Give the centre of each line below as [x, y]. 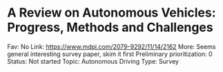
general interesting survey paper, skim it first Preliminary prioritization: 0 [110, 54]
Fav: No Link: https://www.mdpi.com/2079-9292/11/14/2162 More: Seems [111, 46]
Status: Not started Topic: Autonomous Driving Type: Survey [93, 61]
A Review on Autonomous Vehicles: [111, 13]
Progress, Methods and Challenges [110, 27]
